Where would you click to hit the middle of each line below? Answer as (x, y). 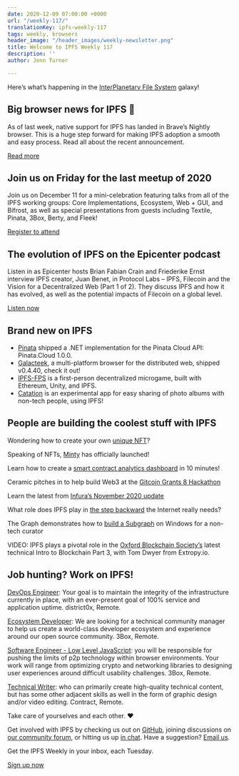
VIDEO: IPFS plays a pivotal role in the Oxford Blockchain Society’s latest (114, 545)
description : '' (31, 54)
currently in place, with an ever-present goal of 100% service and (104, 600)
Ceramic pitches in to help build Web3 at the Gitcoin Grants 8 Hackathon (114, 482)
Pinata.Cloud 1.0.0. (45, 355)
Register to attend (34, 232)
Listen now (24, 308)
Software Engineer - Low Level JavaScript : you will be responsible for (110, 650)
